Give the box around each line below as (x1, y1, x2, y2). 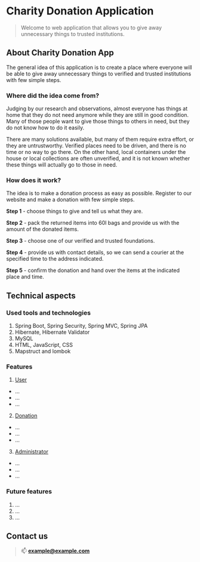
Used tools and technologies (6, 309, 91, 317)
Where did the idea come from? (6, 91, 100, 99)
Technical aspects (6, 291, 76, 301)
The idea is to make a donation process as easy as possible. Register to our (6, 190, 192, 197)
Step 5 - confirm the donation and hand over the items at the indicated (6, 267, 180, 274)
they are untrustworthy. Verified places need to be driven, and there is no (6, 142, 186, 149)
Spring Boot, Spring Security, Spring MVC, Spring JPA (14, 322, 148, 330)
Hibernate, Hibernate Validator (14, 328, 90, 336)
